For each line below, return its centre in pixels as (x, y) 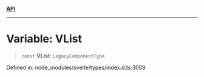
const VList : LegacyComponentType (63, 55)
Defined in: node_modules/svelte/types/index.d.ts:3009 (76, 67)
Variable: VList (44, 39)
